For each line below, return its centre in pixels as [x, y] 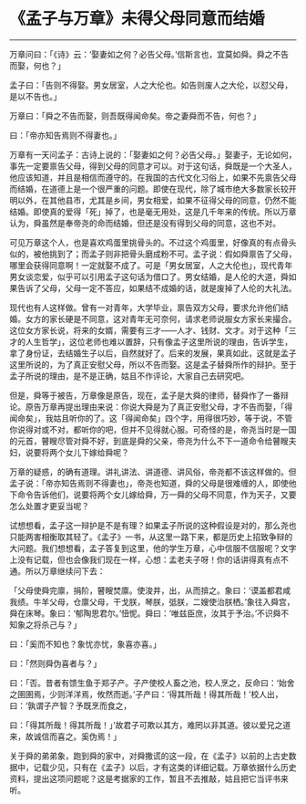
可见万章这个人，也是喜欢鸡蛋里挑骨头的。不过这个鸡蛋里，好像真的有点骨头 [153, 242]
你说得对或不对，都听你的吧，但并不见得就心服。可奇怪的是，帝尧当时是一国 [153, 429]
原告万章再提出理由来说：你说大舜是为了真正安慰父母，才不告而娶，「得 [159, 406]
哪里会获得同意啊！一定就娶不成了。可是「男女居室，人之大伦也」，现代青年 [151, 265]
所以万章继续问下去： [65, 570]
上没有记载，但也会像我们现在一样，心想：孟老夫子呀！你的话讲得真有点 [145, 559]
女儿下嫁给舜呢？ [97, 452]
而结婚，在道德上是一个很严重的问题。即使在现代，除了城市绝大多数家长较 [149, 189]
